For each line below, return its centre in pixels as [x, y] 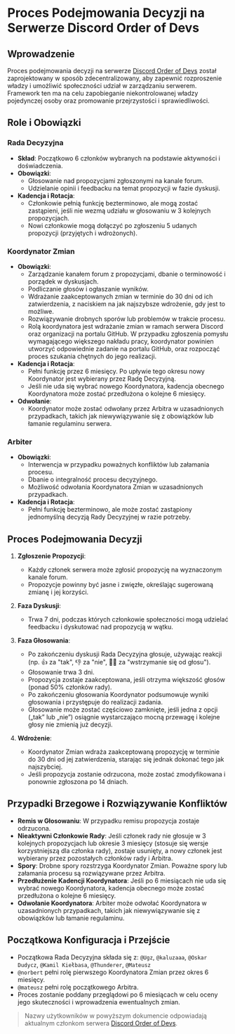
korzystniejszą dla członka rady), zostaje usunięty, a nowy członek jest [120, 850]
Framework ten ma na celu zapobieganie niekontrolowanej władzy [103, 93]
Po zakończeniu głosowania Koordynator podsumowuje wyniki [118, 695]
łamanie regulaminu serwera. [70, 423]
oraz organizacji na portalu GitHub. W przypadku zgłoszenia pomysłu [128, 334]
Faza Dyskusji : [39, 606]
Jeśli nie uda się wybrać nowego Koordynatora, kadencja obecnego [126, 386]
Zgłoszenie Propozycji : [52, 556]
